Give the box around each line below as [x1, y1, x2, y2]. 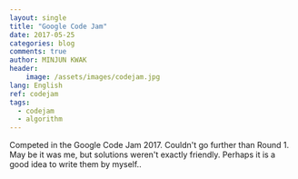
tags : [9, 97, 30, 107]
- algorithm [17, 114, 64, 124]
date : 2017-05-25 [9, 30, 75, 39]
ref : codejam [9, 89, 59, 98]
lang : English [9, 81, 64, 90]
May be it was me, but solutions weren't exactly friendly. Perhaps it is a [9, 149, 275, 160]
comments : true [9, 47, 67, 56]
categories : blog [9, 38, 75, 48]
